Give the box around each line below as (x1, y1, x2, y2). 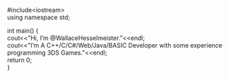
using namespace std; (7, 13, 71, 21)
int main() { (7, 27, 39, 35)
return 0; (7, 56, 33, 64)
